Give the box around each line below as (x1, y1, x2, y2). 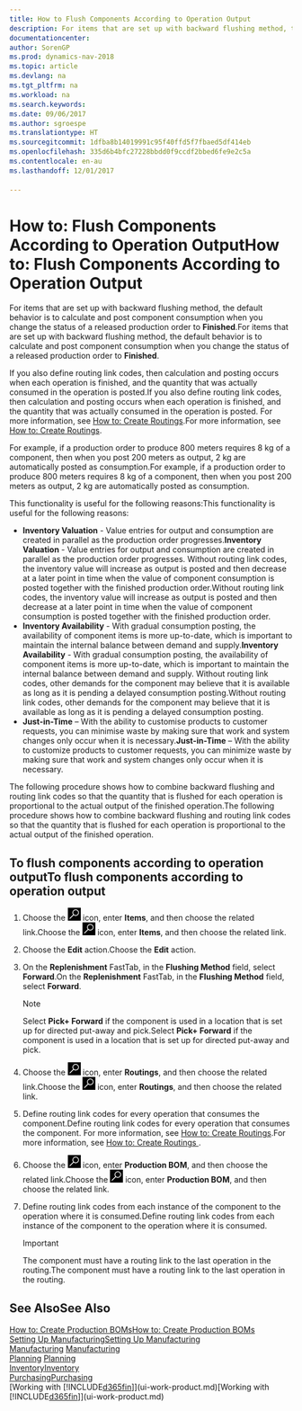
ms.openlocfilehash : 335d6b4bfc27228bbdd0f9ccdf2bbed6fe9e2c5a (9, 147, 252, 156)
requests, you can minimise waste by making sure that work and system (22, 726, 290, 737)
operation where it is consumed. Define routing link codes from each (22, 1210, 275, 1222)
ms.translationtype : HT (9, 129, 99, 138)
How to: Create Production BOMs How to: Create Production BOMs (9, 1325, 255, 1335)
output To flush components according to (9, 869, 244, 885)
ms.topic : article (9, 62, 78, 71)
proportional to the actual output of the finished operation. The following (9, 800, 275, 811)
